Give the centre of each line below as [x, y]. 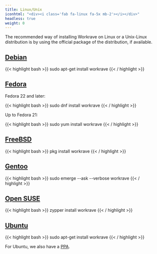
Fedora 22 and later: [25, 96]
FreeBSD [18, 140]
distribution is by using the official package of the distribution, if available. [79, 42]
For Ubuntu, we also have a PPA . [38, 247]
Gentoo [16, 166]
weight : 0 [15, 23]
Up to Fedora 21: [21, 115]
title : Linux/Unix [24, 9]
